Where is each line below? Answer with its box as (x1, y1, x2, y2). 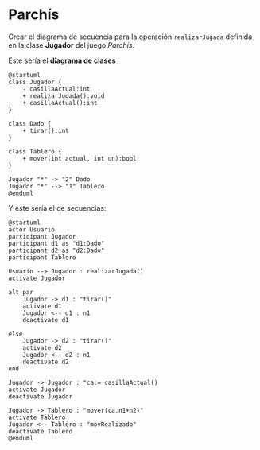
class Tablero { (8, 147, 62, 156)
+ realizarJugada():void (22, 91, 105, 100)
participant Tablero (8, 253, 77, 262)
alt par (8, 288, 34, 296)
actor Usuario (8, 225, 56, 234)
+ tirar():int (22, 126, 69, 134)
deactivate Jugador (8, 392, 73, 401)
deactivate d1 (22, 316, 69, 324)
